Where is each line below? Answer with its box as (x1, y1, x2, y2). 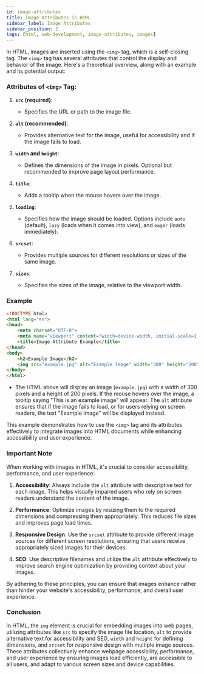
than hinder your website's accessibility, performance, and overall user (6, 587, 184, 594)
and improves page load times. (15, 519, 93, 526)
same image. (24, 258, 56, 265)
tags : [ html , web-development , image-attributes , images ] (6, 32, 156, 38)
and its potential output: (6, 67, 66, 75)
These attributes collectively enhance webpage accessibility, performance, (6, 647, 194, 655)
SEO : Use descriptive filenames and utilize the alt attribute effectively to (15, 555, 197, 562)
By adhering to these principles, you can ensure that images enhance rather (6, 580, 197, 587)
